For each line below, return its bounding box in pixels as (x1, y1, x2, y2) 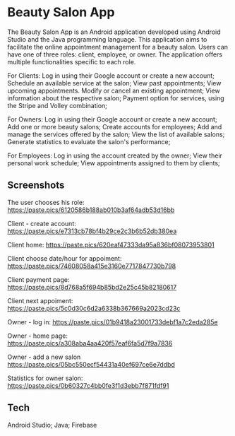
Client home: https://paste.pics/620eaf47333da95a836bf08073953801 (7, 240, 215, 249)
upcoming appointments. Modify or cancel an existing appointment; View (7, 86, 220, 95)
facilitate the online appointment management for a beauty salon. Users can (7, 42, 228, 51)
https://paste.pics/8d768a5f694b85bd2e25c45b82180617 (7, 283, 177, 291)
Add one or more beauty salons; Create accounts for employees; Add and (7, 122, 222, 131)
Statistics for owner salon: (7, 374, 83, 382)
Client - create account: (7, 219, 76, 228)
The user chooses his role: (7, 198, 85, 206)
